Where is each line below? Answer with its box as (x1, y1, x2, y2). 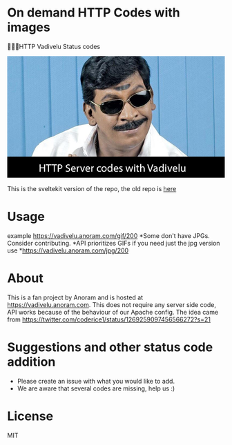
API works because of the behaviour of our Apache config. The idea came (7, 308, 219, 317)
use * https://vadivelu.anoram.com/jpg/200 (7, 246, 129, 255)
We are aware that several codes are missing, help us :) (17, 384, 175, 393)
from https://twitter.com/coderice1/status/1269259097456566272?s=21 (7, 315, 211, 324)
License (7, 408, 54, 424)
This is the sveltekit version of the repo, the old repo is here (7, 185, 177, 193)
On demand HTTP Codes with (7, 5, 181, 21)
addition (7, 354, 56, 370)
